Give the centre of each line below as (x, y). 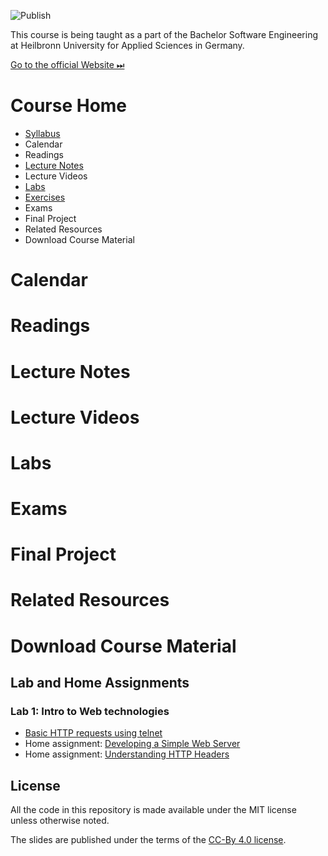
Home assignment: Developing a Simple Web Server (132, 744)
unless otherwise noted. (60, 821)
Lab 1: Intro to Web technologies (90, 711)
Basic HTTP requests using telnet (93, 733)
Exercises (45, 197)
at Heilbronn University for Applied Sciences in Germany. (127, 45)
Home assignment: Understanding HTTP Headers (127, 754)
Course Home (69, 106)
